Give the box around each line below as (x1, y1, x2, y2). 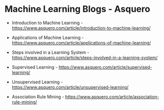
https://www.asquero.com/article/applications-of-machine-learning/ (11, 39, 151, 45)
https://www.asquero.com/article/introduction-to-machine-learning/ (11, 25, 151, 31)
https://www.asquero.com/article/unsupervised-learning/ (11, 84, 129, 90)
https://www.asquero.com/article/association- (65, 94, 159, 100)
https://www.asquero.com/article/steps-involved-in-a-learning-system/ (11, 54, 158, 60)
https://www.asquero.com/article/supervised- (58, 64, 152, 70)
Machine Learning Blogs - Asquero (4, 3, 150, 15)
